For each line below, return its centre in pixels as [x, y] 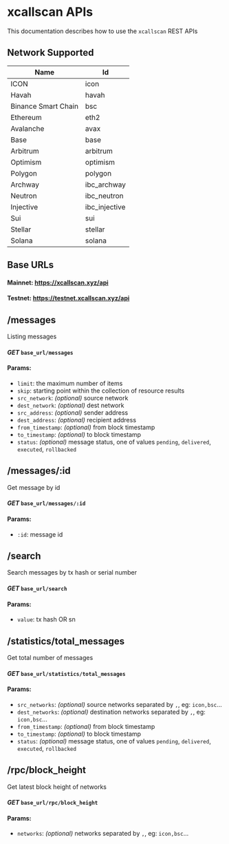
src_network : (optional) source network [73, 398]
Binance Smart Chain [45, 106]
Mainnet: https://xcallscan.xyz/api [58, 282]
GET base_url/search [37, 588]
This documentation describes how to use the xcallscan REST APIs [102, 31]
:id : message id [40, 534]
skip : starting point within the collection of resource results [101, 391]
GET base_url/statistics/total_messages [66, 673]
